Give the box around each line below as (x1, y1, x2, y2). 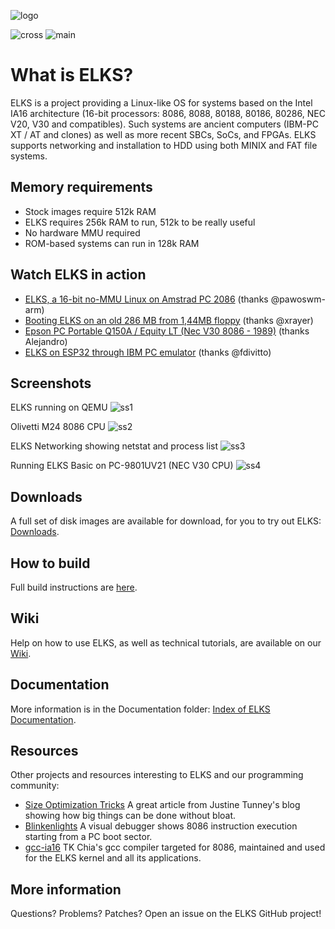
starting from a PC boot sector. (24, 831, 153, 843)
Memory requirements (10, 179, 153, 196)
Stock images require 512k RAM (24, 205, 157, 217)
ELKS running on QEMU (10, 401, 108, 414)
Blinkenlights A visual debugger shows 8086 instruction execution (24, 820, 298, 832)
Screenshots (10, 375, 92, 392)
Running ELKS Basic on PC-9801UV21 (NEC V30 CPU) (10, 460, 234, 472)
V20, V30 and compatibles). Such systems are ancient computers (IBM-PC (10, 118, 319, 130)
